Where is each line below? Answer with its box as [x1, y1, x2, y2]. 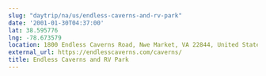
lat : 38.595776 [8, 26, 59, 34]
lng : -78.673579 [8, 33, 62, 42]
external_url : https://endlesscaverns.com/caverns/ [8, 48, 182, 56]
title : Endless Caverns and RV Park [8, 56, 129, 64]
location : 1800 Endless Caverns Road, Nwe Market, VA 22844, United [8, 41, 239, 49]
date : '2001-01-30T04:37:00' [8, 19, 104, 27]
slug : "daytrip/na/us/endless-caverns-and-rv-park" [8, 11, 182, 20]
